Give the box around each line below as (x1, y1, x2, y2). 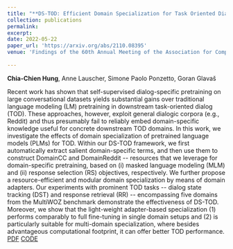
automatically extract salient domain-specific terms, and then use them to (7, 146, 218, 154)
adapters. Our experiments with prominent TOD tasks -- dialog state (7, 183, 202, 191)
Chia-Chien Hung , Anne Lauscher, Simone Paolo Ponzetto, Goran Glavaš (7, 74, 216, 82)
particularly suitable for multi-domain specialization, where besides (7, 219, 200, 228)
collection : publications (7, 17, 82, 24)
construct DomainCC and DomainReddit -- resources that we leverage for (7, 154, 218, 162)
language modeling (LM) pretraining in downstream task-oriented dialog (7, 102, 213, 111)
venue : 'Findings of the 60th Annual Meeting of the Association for (7, 49, 213, 56)
